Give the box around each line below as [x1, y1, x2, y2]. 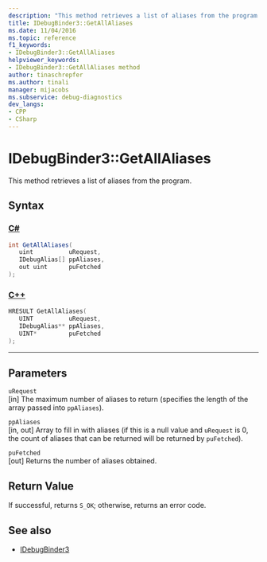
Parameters [8, 366, 68, 380]
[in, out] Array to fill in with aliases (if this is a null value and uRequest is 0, [8, 425, 249, 435]
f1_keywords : [8, 41, 52, 49]
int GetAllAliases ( [8, 240, 73, 249]
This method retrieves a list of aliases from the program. [8, 176, 192, 185]
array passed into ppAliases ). [8, 403, 105, 412]
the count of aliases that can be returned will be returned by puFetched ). [8, 434, 244, 443]
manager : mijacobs [8, 85, 69, 94]
